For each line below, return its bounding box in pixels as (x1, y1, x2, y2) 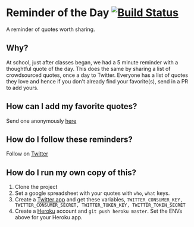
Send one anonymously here (6, 117, 77, 125)
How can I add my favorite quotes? (6, 101, 137, 111)
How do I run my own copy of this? (6, 167, 137, 178)
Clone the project (14, 184, 58, 191)
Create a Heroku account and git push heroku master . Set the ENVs (14, 207, 183, 214)
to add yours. (6, 84, 39, 91)
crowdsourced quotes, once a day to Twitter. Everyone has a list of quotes (6, 71, 189, 79)
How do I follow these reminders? (6, 134, 133, 144)
